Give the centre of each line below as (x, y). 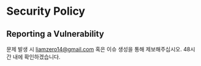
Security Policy (46, 11)
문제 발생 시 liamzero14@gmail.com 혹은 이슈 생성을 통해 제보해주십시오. (94, 49)
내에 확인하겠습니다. (36, 57)
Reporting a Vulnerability (55, 34)
